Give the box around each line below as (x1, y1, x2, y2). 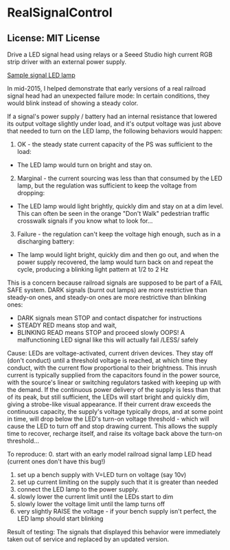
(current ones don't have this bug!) (7, 457, 106, 465)
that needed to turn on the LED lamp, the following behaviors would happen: (7, 127, 223, 135)
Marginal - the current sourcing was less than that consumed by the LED (16, 174, 222, 182)
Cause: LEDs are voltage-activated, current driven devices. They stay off (7, 349, 214, 357)
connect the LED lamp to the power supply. (16, 485, 139, 493)
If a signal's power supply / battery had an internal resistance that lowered (7, 112, 218, 120)
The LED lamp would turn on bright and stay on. (16, 161, 153, 169)
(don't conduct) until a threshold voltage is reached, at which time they (7, 356, 208, 364)
